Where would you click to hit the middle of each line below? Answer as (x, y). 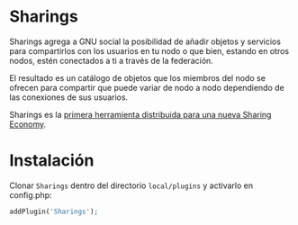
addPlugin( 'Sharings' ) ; (54, 211)
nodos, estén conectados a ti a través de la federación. (111, 60)
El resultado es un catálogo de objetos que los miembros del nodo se (137, 77)
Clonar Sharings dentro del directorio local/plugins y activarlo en (131, 185)
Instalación (52, 161)
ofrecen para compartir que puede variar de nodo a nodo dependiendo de (147, 87)
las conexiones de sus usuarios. (69, 97)
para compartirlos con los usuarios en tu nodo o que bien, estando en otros (149, 50)
